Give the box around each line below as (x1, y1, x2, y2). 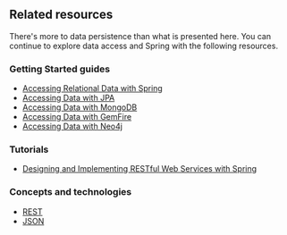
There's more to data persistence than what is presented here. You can (9, 30, 271, 41)
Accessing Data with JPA (21, 93, 115, 104)
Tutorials (9, 143, 49, 155)
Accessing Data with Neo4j (21, 121, 123, 132)
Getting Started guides (9, 63, 110, 75)
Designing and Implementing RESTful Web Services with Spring (21, 164, 257, 174)
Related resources (9, 7, 114, 22)
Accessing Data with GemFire (21, 112, 132, 122)
